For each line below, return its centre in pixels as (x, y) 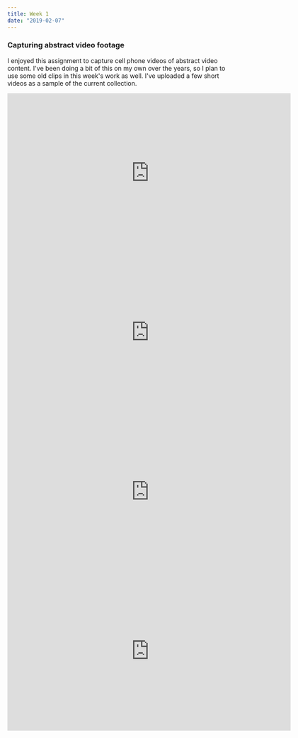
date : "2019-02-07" (36, 21)
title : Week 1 (28, 14)
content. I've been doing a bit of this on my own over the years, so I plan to (116, 68)
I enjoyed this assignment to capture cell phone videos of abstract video (113, 60)
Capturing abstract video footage (66, 45)
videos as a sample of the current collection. (72, 83)
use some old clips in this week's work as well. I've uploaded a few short (113, 76)
